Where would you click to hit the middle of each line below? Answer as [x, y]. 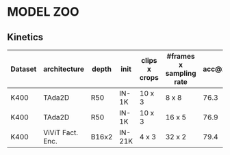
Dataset [24, 69]
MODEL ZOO [43, 12]
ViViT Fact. [61, 132]
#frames [181, 56]
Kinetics [25, 37]
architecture [64, 69]
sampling [181, 73]
